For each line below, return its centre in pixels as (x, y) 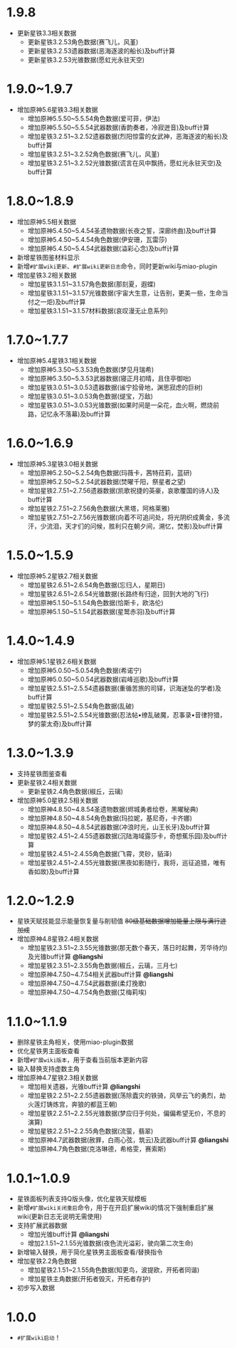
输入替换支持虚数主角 (48, 1069)
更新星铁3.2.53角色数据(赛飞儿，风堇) (83, 42)
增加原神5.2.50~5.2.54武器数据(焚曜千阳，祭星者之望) (107, 481)
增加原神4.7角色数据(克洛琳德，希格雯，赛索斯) (97, 1149)
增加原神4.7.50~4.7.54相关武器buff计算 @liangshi (100, 975)
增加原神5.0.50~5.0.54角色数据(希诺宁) (85, 670)
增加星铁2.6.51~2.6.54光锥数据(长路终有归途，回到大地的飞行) (118, 594)
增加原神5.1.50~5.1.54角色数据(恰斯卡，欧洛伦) (96, 602)
